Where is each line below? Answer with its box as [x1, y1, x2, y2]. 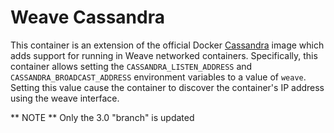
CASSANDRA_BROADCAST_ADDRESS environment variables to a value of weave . [10, 71, 307, 83]
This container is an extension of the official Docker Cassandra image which [10, 39, 325, 51]
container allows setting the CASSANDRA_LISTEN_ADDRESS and [10, 60, 253, 72]
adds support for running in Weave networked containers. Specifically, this [10, 49, 318, 61]
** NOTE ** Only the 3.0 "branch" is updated [10, 111, 195, 123]
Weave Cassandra [10, 6, 165, 29]
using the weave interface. [10, 92, 120, 104]
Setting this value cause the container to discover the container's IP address [10, 81, 325, 93]
